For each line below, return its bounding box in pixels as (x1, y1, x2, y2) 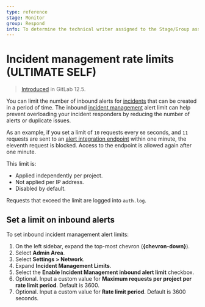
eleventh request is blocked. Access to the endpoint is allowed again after (6, 142, 192, 149)
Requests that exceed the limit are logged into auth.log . (6, 197, 146, 204)
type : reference (6, 9, 48, 15)
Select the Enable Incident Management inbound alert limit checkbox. (15, 268, 194, 276)
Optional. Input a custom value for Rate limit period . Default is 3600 (15, 288, 186, 295)
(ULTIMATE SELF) (6, 65, 96, 80)
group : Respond (6, 20, 45, 26)
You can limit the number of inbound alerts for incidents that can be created (6, 97, 197, 105)
